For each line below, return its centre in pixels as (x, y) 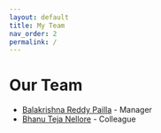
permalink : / (33, 42)
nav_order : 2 (33, 33)
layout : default (39, 17)
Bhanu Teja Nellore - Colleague (79, 119)
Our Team (46, 85)
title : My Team (37, 26)
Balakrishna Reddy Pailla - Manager (87, 110)
